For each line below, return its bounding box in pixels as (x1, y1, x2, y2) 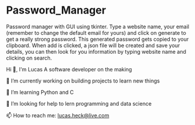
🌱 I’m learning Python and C (6, 88, 74, 96)
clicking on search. (6, 54, 52, 61)
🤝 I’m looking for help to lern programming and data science (6, 100, 152, 107)
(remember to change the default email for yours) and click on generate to (6, 29, 187, 36)
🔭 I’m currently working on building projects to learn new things (6, 77, 160, 84)
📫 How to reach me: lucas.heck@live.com (6, 111, 110, 119)
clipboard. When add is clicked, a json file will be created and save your (6, 42, 180, 49)
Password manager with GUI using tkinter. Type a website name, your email (6, 23, 190, 30)
